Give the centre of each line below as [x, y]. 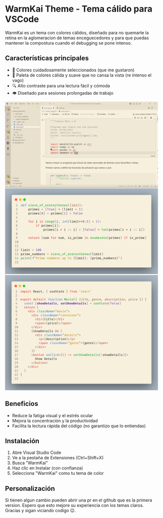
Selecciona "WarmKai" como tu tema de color [58, 473]
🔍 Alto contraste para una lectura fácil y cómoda [61, 85]
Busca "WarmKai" [30, 463]
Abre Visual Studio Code [37, 453]
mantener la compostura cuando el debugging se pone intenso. [68, 43]
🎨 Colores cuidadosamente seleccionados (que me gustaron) [73, 70]
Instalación [22, 441]
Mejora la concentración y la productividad [55, 421]
